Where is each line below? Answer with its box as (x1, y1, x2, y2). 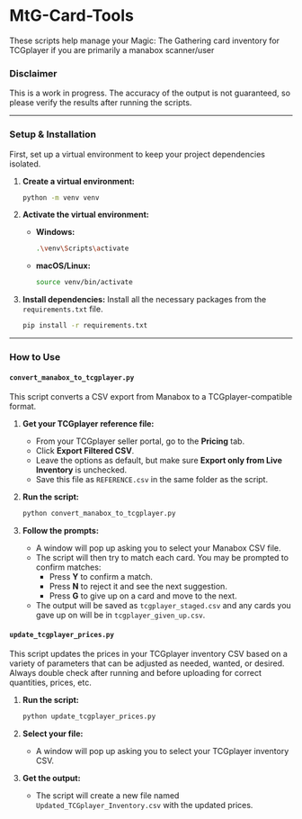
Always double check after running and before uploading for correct (9, 668, 262, 679)
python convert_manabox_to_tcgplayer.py (22, 509, 176, 518)
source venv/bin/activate (35, 278, 133, 287)
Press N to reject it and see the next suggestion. (49, 581, 227, 592)
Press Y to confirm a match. (49, 571, 153, 582)
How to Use (9, 350, 61, 363)
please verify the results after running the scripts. (9, 97, 192, 108)
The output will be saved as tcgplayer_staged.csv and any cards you (35, 600, 292, 611)
